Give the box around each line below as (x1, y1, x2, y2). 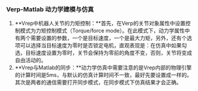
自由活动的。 (14, 57, 46, 64)
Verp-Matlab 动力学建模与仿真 (6, 5, 94, 13)
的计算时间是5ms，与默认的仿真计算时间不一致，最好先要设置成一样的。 (14, 71, 192, 79)
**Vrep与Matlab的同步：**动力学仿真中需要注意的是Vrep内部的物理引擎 (14, 64, 192, 71)
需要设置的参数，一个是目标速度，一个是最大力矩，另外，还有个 (30, 34, 187, 42)
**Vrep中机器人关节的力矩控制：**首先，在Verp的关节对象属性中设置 (14, 19, 186, 27)
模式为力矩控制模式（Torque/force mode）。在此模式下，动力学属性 (20, 27, 185, 34)
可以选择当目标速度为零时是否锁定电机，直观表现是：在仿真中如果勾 (20, 42, 187, 49)
